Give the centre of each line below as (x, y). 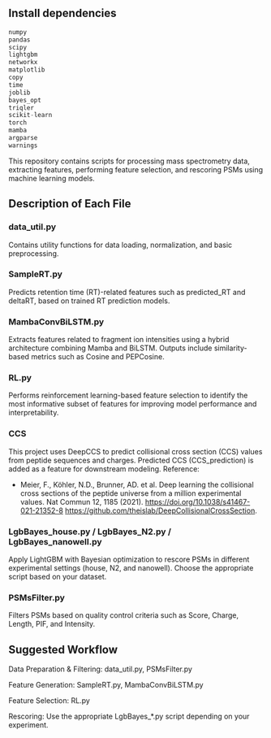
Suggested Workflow (63, 649)
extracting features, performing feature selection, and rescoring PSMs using (136, 169)
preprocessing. (34, 253)
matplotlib (27, 70)
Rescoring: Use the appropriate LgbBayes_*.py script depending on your (129, 716)
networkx (23, 63)
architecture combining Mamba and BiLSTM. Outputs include (110, 348)
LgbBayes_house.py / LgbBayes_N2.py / (90, 532)
